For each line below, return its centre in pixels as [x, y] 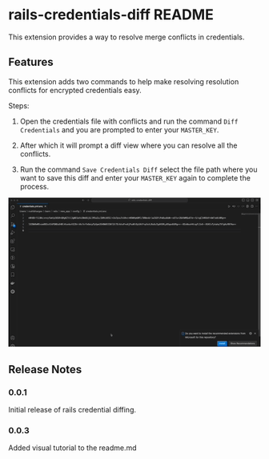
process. [34, 186]
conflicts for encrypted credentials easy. [75, 90]
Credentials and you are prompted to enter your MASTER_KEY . [119, 129]
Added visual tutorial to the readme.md [73, 448]
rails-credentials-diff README [111, 15]
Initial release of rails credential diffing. [72, 410]
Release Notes [45, 370]
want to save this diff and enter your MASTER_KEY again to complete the [135, 177]
